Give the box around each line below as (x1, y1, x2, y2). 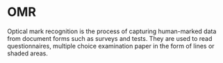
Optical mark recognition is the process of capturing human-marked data (7, 27, 217, 35)
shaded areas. (7, 49, 49, 57)
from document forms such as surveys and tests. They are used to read (7, 34, 213, 42)
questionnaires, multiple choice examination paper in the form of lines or (7, 42, 215, 50)
